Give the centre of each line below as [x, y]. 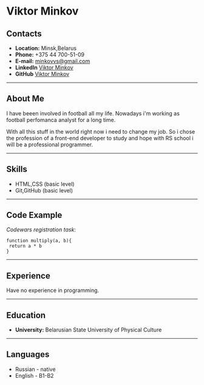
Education [26, 315]
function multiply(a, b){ [39, 241]
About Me [25, 99]
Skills [17, 169]
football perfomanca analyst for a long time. [61, 120]
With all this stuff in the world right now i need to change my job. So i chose [101, 131]
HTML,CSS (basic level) [45, 184]
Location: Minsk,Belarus [46, 48]
